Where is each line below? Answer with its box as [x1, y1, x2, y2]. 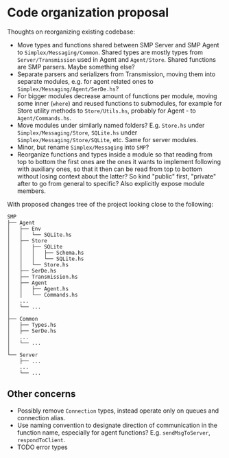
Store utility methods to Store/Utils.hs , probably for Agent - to [16, 106, 197, 115]
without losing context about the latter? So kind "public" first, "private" [16, 172, 217, 180]
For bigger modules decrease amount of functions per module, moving [16, 91, 217, 100]
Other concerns [7, 388, 76, 400]
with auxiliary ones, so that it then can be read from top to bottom [16, 165, 203, 173]
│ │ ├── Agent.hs [7, 285, 69, 293]
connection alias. [16, 413, 66, 422]
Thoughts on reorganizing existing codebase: [7, 27, 136, 36]
